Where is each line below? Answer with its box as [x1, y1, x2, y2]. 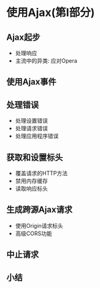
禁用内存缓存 [15, 177, 48, 185]
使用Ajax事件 [6, 77, 56, 87]
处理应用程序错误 [15, 133, 59, 140]
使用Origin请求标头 [15, 222, 63, 229]
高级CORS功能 [15, 230, 52, 237]
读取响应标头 [15, 185, 48, 192]
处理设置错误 [15, 117, 48, 125]
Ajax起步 [6, 32, 40, 42]
